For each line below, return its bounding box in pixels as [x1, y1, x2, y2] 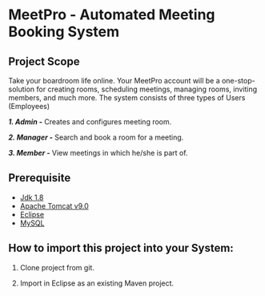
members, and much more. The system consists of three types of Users [8, 93, 246, 102]
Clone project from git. [19, 262, 94, 272]
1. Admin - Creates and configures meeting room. [8, 117, 172, 126]
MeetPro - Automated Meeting [8, 6, 215, 24]
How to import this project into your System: [8, 241, 234, 255]
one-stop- [221, 76, 255, 85]
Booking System [8, 22, 120, 41]
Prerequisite [8, 171, 71, 185]
